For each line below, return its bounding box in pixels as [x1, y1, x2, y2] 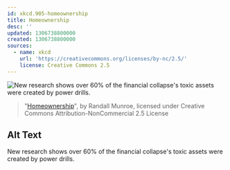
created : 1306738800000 [7, 36, 76, 43]
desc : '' [7, 23, 33, 30]
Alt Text [7, 129, 42, 141]
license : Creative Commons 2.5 [19, 62, 110, 69]
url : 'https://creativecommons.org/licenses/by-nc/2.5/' [19, 56, 188, 62]
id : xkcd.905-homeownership [7, 10, 89, 17]
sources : [7, 42, 33, 49]
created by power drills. [7, 155, 75, 163]
